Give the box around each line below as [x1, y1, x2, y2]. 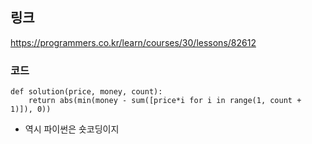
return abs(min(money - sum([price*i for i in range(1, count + [28, 96, 302, 106]
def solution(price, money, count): [10, 87, 163, 97]
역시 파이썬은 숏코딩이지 [24, 123, 120, 135]
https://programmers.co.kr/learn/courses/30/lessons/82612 [10, 36, 257, 48]
